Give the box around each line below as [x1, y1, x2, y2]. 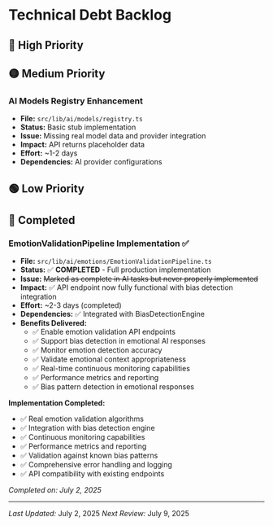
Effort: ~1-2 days [19, 148, 78, 158]
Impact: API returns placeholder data [19, 140, 145, 150]
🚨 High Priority [8, 38, 84, 52]
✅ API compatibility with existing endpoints [19, 469, 165, 479]
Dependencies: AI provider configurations [19, 157, 162, 167]
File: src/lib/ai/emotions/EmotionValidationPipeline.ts [19, 256, 213, 266]
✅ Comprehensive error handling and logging [19, 460, 173, 470]
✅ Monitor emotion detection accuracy [32, 345, 162, 355]
